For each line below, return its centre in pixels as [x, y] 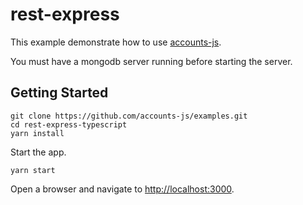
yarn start [33, 170]
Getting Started [59, 93]
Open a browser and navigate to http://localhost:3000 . [122, 189]
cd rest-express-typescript [69, 124]
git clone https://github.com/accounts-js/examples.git [129, 116]
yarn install [37, 133]
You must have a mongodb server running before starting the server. [151, 61]
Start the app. [38, 152]
